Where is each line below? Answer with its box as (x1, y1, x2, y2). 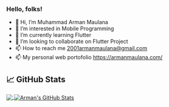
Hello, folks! (6, 5, 43, 13)
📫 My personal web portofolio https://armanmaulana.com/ (15, 54, 163, 61)
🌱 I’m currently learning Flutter (15, 31, 92, 39)
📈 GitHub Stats (6, 74, 66, 85)
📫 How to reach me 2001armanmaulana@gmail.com (15, 45, 148, 52)
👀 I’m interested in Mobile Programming (15, 25, 114, 32)
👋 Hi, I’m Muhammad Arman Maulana (15, 19, 108, 26)
